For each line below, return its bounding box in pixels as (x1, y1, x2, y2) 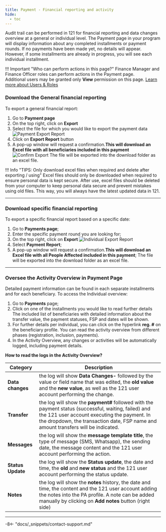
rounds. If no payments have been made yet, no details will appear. (5, 46, 142, 52)
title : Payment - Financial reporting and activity (5, 7, 114, 12)
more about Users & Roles (5, 82, 58, 88)
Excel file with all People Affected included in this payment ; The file (12, 252, 153, 258)
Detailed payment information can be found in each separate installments (5, 286, 155, 292)
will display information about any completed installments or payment (5, 41, 147, 47)
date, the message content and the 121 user (39, 444, 142, 451)
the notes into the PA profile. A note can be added (39, 491, 155, 498)
